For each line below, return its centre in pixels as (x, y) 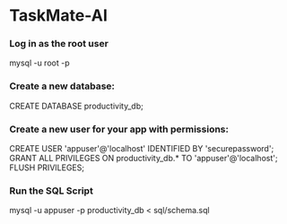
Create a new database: (62, 86)
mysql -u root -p (39, 63)
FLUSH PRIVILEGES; (47, 168)
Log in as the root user (59, 44)
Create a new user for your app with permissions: (119, 129)
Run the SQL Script (52, 191)
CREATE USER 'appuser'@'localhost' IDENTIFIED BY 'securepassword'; (142, 149)
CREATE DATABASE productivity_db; (76, 106)
